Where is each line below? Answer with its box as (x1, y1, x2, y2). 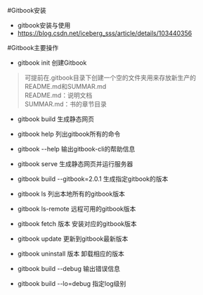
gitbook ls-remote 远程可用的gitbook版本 (17, 205, 136, 213)
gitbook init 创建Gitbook (17, 58, 87, 67)
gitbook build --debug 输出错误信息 (17, 265, 121, 272)
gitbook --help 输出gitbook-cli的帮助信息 (17, 145, 136, 153)
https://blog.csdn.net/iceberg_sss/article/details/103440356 (17, 29, 192, 37)
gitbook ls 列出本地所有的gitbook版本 (17, 189, 125, 198)
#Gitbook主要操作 (7, 44, 59, 51)
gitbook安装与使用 (17, 21, 71, 30)
